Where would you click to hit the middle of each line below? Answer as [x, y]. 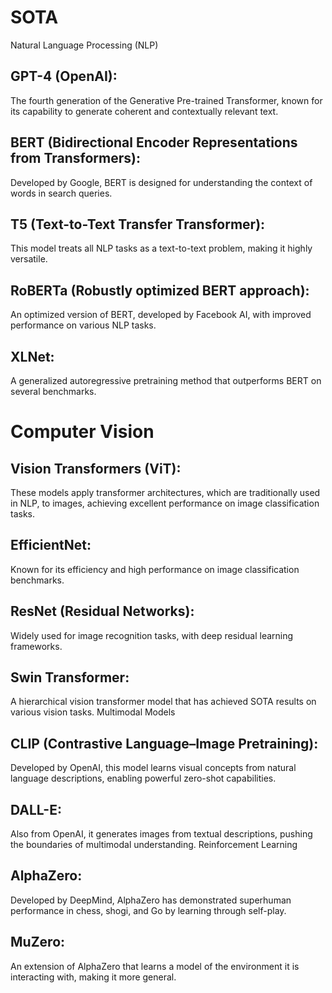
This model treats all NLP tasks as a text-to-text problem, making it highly [161, 248]
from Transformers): [75, 158]
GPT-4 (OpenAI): [64, 76]
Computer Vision [82, 432]
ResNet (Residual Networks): [102, 611]
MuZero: [38, 942]
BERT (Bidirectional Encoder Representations [154, 142]
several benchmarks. [53, 391]
